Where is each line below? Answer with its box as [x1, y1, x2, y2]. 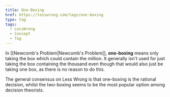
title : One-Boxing [5, 7, 44, 13]
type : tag [5, 17, 26, 22]
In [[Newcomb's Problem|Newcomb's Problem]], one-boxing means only [5, 50, 159, 56]
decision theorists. [5, 87, 44, 93]
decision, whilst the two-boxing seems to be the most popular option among [5, 81, 165, 87]
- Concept [10, 31, 31, 36]
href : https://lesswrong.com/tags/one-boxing [5, 12, 103, 17]
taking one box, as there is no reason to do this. [5, 66, 105, 72]
